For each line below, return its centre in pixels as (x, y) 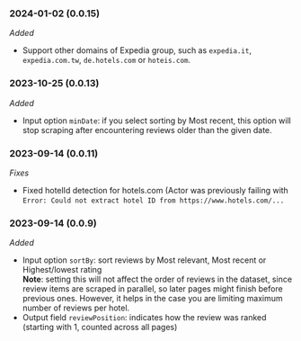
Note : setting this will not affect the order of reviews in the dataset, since (157, 279)
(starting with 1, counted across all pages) (100, 328)
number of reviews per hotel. (76, 308)
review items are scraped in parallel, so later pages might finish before (152, 289)
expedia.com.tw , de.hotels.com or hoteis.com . (106, 60)
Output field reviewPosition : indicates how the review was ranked (144, 318)
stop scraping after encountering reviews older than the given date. (147, 130)
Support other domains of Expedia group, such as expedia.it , (137, 50)
